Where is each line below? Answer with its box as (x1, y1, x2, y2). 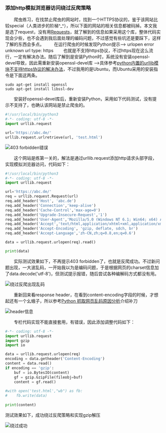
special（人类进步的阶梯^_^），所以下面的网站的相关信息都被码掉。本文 (9, 23, 153, 29)
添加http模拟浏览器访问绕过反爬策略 (5, 4, 91, 11)
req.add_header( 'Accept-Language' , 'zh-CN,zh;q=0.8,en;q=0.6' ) (5, 231, 136, 236)
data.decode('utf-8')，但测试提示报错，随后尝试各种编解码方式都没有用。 (9, 270, 159, 276)
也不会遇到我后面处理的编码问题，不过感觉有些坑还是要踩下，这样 (26, 35, 161, 41)
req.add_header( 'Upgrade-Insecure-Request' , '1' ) (5, 212, 107, 217)
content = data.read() (5, 361, 52, 366)
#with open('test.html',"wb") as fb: (5, 388, 83, 394)
